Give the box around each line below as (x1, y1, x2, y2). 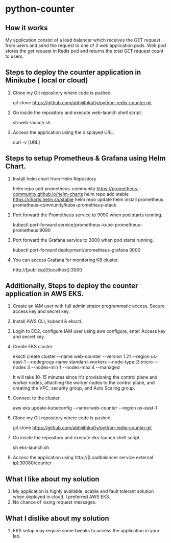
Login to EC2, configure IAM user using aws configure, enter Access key (12, 328, 166, 334)
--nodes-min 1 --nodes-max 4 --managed (31, 364, 120, 371)
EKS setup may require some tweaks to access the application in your (12, 528, 160, 534)
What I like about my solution (5, 474, 100, 483)
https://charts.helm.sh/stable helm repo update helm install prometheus (12, 196, 164, 202)
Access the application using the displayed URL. (12, 129, 115, 135)
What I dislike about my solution (5, 514, 110, 523)
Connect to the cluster (12, 395, 60, 401)
